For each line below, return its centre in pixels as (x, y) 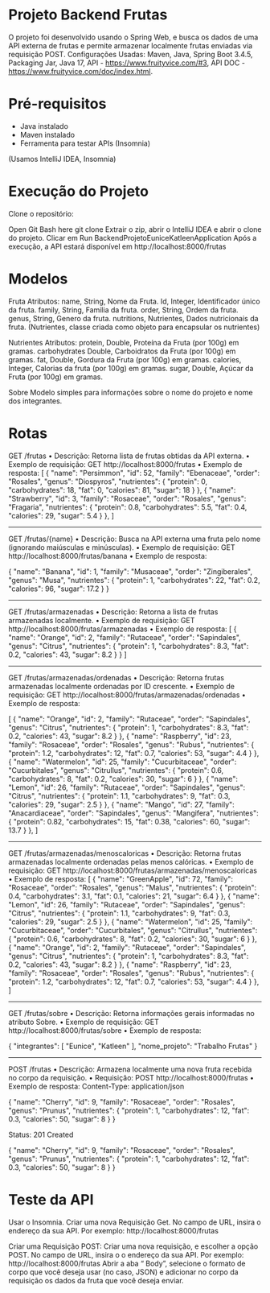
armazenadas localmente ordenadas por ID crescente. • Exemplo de (122, 686)
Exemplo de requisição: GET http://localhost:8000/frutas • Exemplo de (125, 464)
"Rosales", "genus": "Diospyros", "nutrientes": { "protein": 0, (108, 481)
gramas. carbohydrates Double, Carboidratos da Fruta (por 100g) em (122, 351)
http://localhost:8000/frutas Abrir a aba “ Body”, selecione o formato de (127, 1263)
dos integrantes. (35, 401)
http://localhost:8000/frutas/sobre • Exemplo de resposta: (105, 1030)
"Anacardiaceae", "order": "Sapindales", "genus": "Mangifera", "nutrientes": (133, 813)
